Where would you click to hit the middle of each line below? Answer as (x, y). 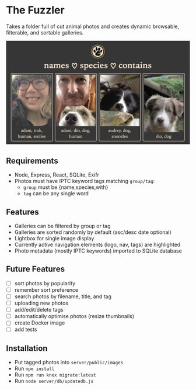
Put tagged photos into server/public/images (69, 363)
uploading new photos (41, 303)
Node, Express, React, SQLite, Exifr (57, 175)
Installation (27, 348)
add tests (26, 329)
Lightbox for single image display (54, 239)
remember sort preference (46, 289)
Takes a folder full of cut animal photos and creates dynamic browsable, (93, 26)
